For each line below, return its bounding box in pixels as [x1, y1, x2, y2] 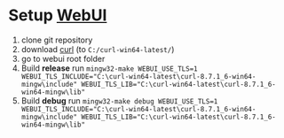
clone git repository [20, 34, 93, 45]
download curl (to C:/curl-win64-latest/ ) [20, 43, 175, 54]
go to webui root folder [20, 53, 106, 64]
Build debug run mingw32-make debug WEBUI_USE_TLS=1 [20, 95, 218, 106]
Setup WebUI [8, 5, 107, 26]
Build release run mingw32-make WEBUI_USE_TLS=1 [20, 63, 198, 73]
